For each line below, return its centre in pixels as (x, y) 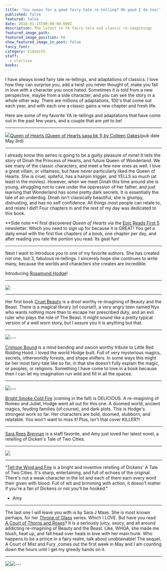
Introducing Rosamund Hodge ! (37, 274)
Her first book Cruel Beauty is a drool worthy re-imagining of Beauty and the (83, 302)
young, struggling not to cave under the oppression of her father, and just (80, 187)
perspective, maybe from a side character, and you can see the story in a (80, 95)
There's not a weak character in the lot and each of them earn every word (81, 478)
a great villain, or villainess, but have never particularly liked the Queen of (80, 171)
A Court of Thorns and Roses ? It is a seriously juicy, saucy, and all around (80, 523)
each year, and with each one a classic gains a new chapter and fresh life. (81, 106)
